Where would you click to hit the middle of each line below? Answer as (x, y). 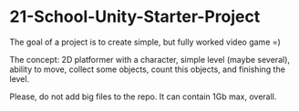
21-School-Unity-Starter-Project (135, 17)
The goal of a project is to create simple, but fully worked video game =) (145, 42)
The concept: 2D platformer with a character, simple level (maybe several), (149, 59)
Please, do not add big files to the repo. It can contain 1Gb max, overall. (143, 96)
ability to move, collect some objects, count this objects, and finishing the (147, 69)
